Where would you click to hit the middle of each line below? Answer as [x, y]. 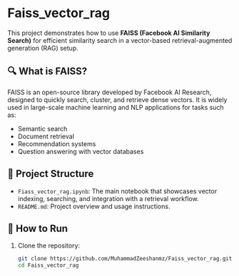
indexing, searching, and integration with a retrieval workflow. [108, 198]
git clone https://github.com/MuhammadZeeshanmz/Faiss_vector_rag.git [125, 259]
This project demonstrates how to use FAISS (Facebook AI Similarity [109, 33]
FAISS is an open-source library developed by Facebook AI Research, [110, 92]
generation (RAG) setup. [43, 48]
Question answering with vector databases [81, 151]
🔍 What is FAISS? [47, 72]
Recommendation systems [57, 143]
